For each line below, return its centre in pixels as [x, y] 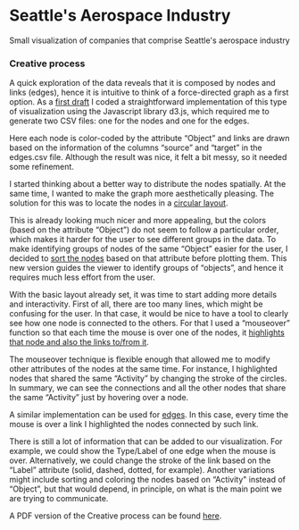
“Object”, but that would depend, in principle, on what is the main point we [146, 489]
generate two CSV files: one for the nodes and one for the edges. [129, 121]
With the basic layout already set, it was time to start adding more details [143, 295]
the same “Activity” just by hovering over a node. [99, 398]
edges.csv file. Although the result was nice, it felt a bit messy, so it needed [148, 157]
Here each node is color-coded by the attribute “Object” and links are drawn [149, 139]
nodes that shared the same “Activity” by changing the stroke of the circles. [148, 379]
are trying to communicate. [59, 499]
